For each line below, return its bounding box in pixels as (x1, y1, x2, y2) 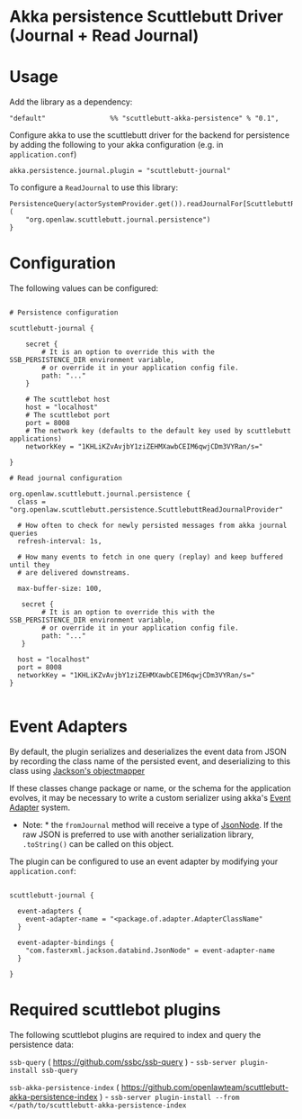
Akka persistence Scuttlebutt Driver (9, 6, 284, 27)
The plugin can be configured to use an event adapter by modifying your (9, 856, 279, 867)
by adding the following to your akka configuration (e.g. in (9, 140, 224, 150)
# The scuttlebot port (25, 411, 111, 420)
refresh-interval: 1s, (17, 537, 102, 546)
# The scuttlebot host (25, 395, 111, 405)
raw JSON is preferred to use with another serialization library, (22, 829, 254, 840)
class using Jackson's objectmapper (9, 766, 146, 776)
